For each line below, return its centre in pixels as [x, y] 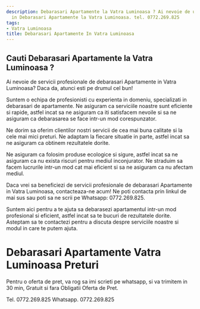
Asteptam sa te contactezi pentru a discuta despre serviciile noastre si [93, 222]
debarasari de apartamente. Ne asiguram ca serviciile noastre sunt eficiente [99, 106]
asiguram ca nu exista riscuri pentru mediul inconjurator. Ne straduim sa [95, 160]
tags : [13, 23]
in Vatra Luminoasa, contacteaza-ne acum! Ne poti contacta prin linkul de [96, 191]
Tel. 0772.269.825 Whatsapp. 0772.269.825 [60, 299]
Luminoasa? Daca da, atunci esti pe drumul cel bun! [70, 88]
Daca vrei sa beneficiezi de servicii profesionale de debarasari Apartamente [99, 185]
